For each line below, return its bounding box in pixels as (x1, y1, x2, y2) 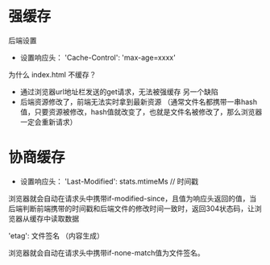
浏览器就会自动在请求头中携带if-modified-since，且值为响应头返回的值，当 (8, 193, 257, 203)
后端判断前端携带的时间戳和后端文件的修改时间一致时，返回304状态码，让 (8, 203, 255, 213)
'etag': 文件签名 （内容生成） (8, 230, 105, 240)
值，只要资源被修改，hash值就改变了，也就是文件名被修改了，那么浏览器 (19, 106, 263, 117)
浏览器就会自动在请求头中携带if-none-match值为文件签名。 (8, 247, 205, 258)
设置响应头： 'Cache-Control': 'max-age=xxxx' (19, 52, 176, 62)
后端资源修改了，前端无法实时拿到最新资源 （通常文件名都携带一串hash (19, 97, 258, 106)
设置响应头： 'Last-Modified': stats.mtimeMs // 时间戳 (19, 176, 199, 186)
